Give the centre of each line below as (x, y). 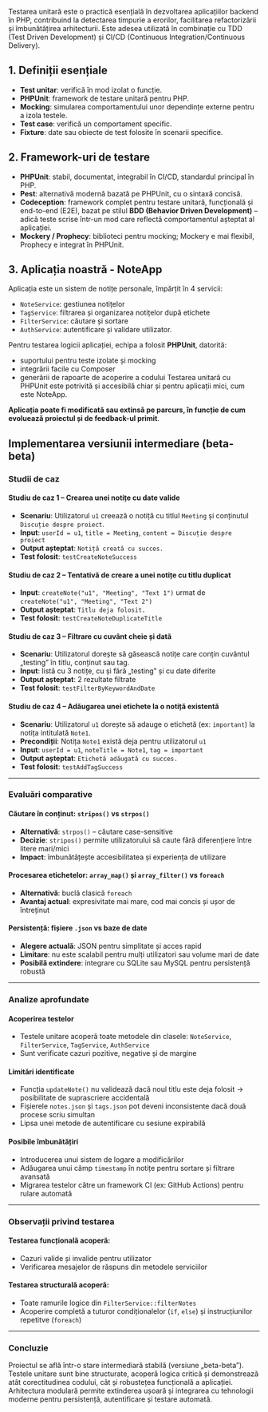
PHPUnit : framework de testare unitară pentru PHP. (104, 98)
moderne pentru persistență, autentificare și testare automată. (110, 1399)
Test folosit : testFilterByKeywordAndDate (87, 688)
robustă (32, 972)
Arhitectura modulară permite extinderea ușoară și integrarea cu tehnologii (131, 1391)
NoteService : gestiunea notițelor (72, 304)
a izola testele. (43, 115)
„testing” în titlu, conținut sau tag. (75, 663)
